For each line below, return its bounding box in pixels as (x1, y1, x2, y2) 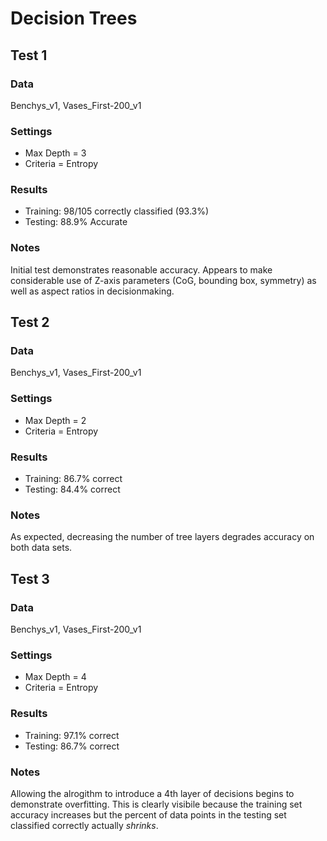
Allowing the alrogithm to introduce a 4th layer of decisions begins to (10, 787, 295, 799)
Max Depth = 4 (24, 671, 87, 683)
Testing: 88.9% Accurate (24, 216, 128, 228)
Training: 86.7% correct (24, 473, 123, 485)
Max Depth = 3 (24, 147, 87, 159)
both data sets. (10, 542, 73, 554)
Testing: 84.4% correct (24, 483, 121, 496)
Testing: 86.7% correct (24, 740, 120, 752)
